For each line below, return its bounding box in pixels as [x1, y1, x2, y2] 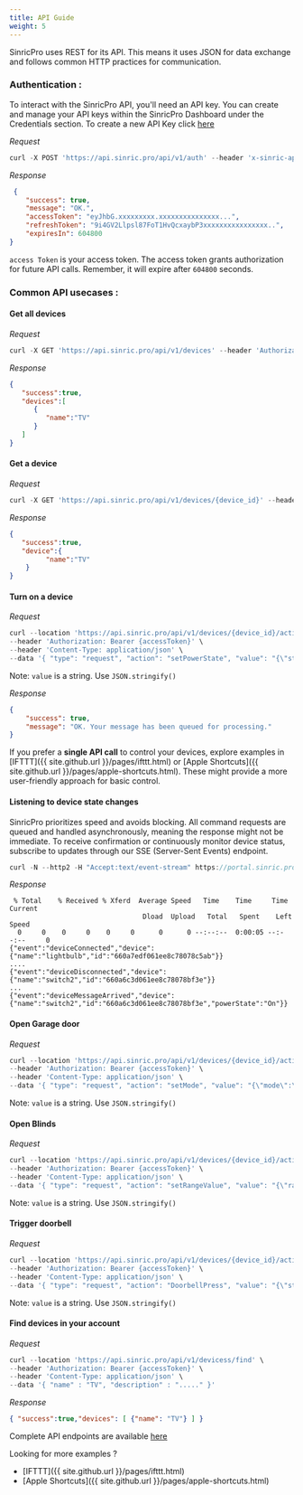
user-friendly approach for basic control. [9, 776, 161, 786]
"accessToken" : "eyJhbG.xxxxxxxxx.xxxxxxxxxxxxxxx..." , [25, 212, 241, 221]
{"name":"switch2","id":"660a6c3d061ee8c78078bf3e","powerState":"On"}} [9, 1000, 289, 1009]
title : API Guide [9, 13, 75, 23]
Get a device [9, 458, 58, 469]
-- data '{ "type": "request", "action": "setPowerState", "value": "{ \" [9, 653, 289, 663]
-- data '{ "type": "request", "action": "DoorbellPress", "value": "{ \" [9, 1281, 289, 1290]
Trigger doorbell [9, 1218, 72, 1229]
